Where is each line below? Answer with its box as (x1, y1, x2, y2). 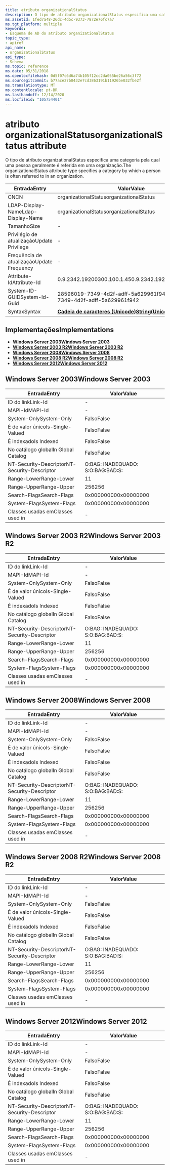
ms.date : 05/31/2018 (5, 69, 49, 74)
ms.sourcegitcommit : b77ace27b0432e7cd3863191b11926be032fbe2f (5, 78, 142, 83)
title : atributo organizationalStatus (5, 7, 87, 13)
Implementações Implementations (5, 325, 114, 334)
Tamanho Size (8, 223, 40, 230)
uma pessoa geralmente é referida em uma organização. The (5, 163, 132, 169)
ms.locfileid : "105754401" (5, 97, 62, 102)
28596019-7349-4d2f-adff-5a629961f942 (57, 291, 169, 298)
